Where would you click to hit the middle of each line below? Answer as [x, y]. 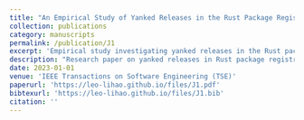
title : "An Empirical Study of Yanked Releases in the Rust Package [141, 18]
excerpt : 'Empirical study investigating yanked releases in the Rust [145, 51]
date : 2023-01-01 [42, 69]
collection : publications [58, 26]
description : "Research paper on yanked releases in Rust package [137, 60]
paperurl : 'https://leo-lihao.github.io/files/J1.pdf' [115, 85]
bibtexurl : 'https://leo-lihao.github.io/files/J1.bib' [117, 93]
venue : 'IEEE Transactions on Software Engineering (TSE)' [123, 77]
